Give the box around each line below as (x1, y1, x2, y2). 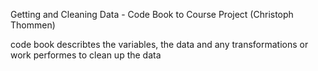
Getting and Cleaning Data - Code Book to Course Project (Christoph (10, 9, 294, 20)
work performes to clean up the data (10, 49, 162, 61)
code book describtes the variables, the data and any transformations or (10, 39, 309, 50)
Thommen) (10, 19, 56, 31)
